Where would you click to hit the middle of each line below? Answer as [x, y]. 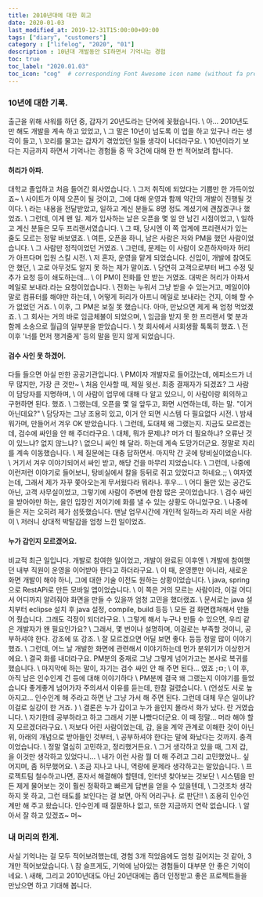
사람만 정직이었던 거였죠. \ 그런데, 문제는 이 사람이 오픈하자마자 [140, 248]
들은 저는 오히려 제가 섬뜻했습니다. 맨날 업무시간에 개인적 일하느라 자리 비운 [123, 512]
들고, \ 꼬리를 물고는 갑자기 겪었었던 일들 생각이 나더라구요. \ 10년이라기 [131, 140]
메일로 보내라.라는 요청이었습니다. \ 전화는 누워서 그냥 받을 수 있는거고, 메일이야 [129, 287]
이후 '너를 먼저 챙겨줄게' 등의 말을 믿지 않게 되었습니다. [92, 336]
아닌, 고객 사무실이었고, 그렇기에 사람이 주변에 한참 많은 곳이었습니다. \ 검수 [123, 492]
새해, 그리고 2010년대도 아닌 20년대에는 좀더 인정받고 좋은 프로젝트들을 [138, 875]
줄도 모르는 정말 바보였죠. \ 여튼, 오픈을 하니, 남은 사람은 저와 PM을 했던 [117, 238]
